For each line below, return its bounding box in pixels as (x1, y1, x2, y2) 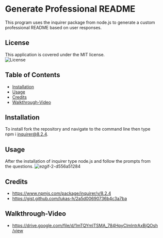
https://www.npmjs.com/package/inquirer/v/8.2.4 (12, 190, 112, 196)
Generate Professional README (5, 3, 136, 15)
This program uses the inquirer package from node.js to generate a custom (5, 19, 155, 25)
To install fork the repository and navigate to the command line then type (5, 126, 150, 132)
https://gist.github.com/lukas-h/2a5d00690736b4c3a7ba (12, 196, 127, 201)
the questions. (5, 164, 34, 170)
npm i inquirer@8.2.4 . (5, 131, 49, 137)
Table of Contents (5, 71, 61, 79)
